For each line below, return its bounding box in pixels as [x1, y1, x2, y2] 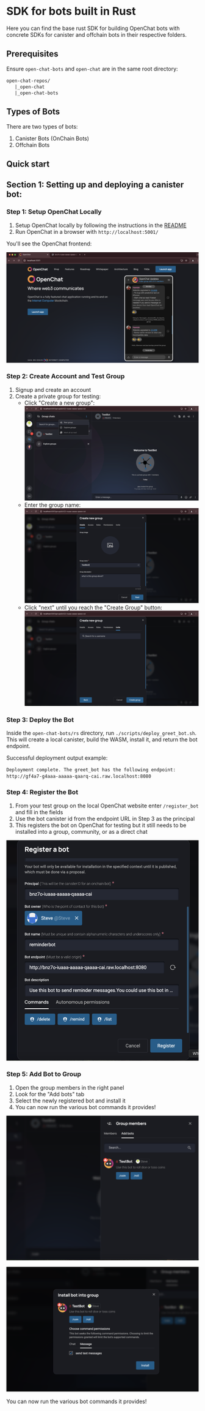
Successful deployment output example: [6, 754, 108, 762]
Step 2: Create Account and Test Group [6, 372, 125, 381]
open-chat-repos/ [6, 78, 51, 84]
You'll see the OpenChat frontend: [6, 240, 92, 247]
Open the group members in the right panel [15, 1084, 124, 1091]
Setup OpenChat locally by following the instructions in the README [15, 222, 187, 229]
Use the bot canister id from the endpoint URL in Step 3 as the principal [15, 815, 195, 822]
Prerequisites [6, 49, 59, 59]
